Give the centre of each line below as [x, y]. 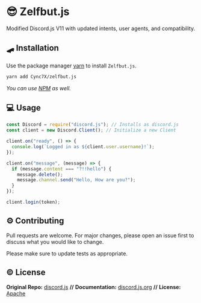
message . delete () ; [40, 174]
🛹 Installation [32, 48]
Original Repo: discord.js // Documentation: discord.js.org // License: [94, 287]
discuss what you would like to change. [55, 242]
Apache [16, 293]
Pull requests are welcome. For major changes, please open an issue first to [100, 235]
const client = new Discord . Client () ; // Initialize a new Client [91, 130]
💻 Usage [23, 108]
